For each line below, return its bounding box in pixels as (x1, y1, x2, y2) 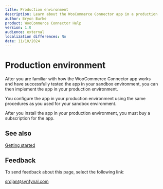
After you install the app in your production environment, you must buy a (5, 110, 150, 116)
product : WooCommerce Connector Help (5, 20, 82, 26)
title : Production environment (5, 7, 69, 12)
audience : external (5, 30, 45, 34)
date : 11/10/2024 (5, 39, 40, 44)
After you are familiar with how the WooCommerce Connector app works (5, 76, 151, 82)
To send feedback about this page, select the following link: (5, 169, 125, 175)
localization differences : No (5, 34, 67, 39)
